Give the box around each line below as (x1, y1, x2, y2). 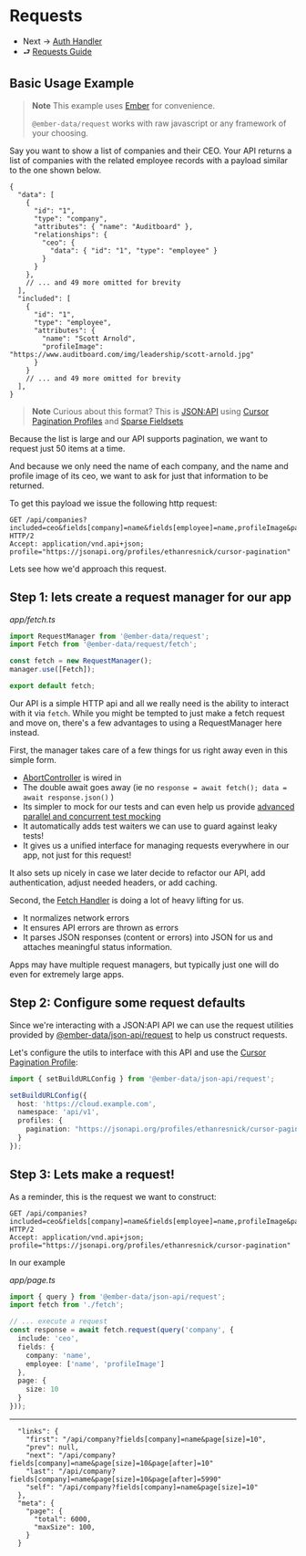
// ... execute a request (9, 1317, 107, 1326)
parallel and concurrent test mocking (22, 810, 161, 821)
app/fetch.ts (9, 613, 56, 625)
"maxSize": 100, (33, 1522, 96, 1531)
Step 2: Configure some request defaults (9, 996, 246, 1011)
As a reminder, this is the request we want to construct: (9, 1191, 217, 1202)
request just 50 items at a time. (9, 443, 126, 454)
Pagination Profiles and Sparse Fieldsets (31, 415, 184, 426)
